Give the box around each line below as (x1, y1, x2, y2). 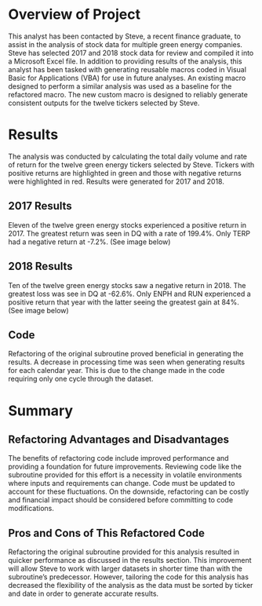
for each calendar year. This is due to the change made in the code (8, 366, 225, 375)
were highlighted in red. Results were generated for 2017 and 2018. (8, 177, 225, 186)
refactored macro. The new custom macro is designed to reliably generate (8, 89, 249, 99)
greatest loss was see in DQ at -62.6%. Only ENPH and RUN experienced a (8, 289, 251, 298)
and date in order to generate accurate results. (8, 589, 159, 598)
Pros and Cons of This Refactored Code (8, 526, 206, 539)
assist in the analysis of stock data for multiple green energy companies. (8, 39, 243, 49)
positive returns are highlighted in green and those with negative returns (8, 168, 242, 177)
